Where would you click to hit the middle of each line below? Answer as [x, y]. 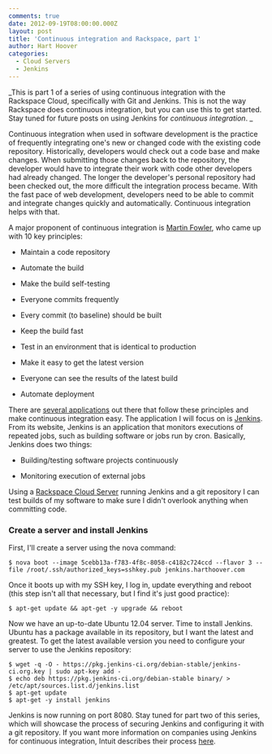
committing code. [38, 509]
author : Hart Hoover [43, 46]
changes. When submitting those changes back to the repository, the [124, 160]
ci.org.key [27, 672]
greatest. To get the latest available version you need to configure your [127, 641]
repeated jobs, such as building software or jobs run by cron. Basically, [127, 436]
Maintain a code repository [65, 252]
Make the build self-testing [65, 283]
